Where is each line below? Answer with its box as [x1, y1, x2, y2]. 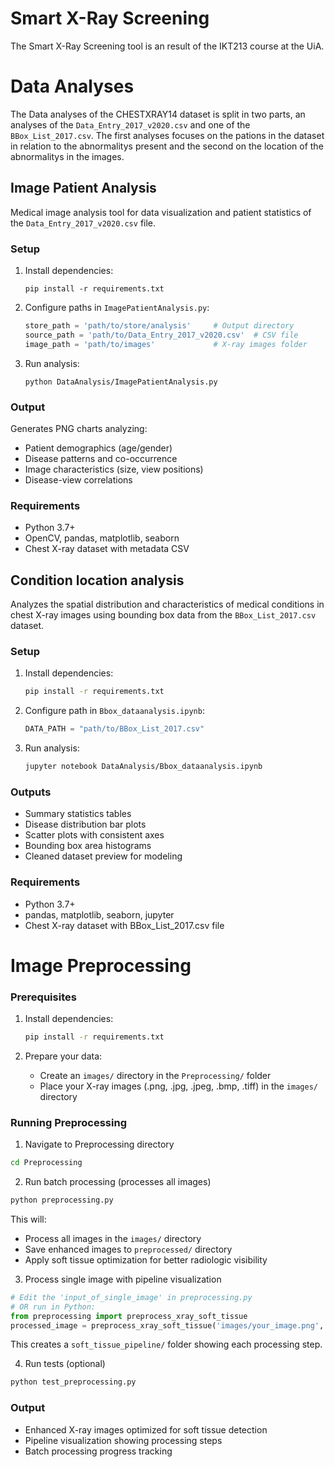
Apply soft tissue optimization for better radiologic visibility [24, 1253, 268, 1266]
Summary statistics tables [24, 808, 132, 820]
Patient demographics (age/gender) [24, 442, 173, 454]
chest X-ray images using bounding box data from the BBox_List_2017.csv [10, 609, 317, 621]
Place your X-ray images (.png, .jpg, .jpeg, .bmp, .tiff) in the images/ [39, 1080, 318, 1092]
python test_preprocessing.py [10, 1377, 137, 1387]
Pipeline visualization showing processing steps [24, 1434, 223, 1446]
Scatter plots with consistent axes [24, 829, 165, 841]
